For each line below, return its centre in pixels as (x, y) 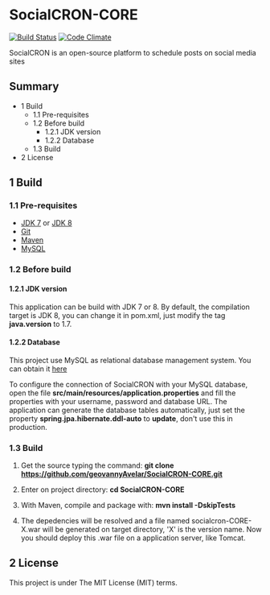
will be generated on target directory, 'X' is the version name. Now (152, 530)
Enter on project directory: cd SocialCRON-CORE (102, 490)
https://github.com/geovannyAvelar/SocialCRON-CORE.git (122, 474)
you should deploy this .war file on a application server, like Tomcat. (133, 538)
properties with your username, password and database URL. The (118, 401)
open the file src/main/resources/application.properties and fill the (123, 393)
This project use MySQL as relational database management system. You (130, 360)
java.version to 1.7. (41, 324)
